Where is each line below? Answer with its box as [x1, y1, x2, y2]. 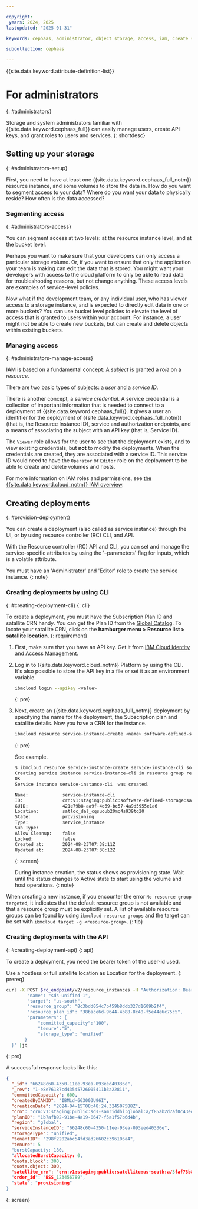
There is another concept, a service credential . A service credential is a [6, 396, 180, 403]
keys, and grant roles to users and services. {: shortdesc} [6, 132, 146, 139]
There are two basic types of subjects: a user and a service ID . [6, 384, 159, 391]
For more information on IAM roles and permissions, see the [6, 475, 152, 482]
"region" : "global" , [11, 1120, 62, 1126]
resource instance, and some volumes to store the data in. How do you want [6, 182, 192, 189]
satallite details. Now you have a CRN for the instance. [14, 719, 147, 727]
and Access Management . [14, 650, 78, 657]
